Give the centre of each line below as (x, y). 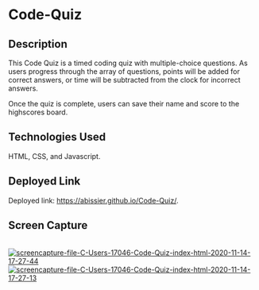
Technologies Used (57, 137)
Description (38, 44)
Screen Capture (48, 225)
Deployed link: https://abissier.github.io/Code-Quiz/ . (93, 200)
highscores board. (38, 112)
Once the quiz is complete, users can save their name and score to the (124, 104)
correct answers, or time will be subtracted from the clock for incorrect (124, 80)
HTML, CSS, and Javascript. (54, 156)
